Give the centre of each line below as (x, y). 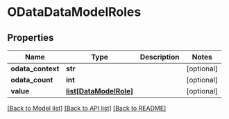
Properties (31, 38)
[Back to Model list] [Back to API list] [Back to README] (87, 108)
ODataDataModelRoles (74, 12)
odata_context (35, 68)
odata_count (32, 80)
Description (160, 57)
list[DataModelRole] (100, 91)
